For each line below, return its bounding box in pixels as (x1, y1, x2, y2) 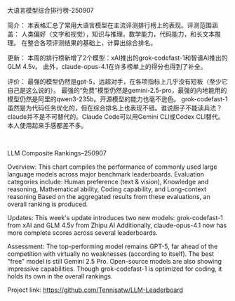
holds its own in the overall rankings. (7, 272, 113, 280)
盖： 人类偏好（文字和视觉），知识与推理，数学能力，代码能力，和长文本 (7, 30, 215, 38)
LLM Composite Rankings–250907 (7, 149, 107, 157)
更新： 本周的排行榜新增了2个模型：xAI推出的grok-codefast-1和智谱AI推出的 (7, 53, 228, 62)
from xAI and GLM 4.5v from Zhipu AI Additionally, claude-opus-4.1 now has (7, 221, 227, 229)
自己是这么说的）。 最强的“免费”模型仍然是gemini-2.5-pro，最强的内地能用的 (7, 87, 227, 94)
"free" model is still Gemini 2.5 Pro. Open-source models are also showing (7, 257, 222, 265)
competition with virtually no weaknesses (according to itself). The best (7, 250, 215, 258)
